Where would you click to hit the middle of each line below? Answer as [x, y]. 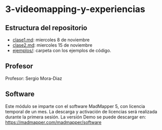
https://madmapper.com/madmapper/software [53, 122]
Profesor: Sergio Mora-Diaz [34, 78]
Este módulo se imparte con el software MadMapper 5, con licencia [75, 106]
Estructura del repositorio [46, 28]
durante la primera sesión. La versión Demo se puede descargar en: [76, 117]
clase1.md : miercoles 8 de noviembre [51, 40]
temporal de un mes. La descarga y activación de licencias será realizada [81, 111]
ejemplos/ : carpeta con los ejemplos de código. [62, 50]
